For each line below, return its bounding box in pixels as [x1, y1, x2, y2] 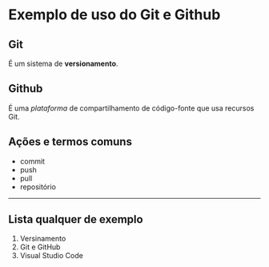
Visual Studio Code [19, 251, 84, 261]
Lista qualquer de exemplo [8, 212, 143, 226]
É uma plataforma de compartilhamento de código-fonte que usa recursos [8, 103, 255, 113]
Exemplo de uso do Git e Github [8, 6, 221, 24]
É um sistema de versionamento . [8, 59, 118, 68]
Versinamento [19, 234, 66, 244]
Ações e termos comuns [8, 135, 132, 149]
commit [19, 156, 46, 166]
